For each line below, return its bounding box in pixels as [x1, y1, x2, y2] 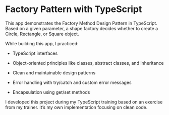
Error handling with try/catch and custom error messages [12, 79, 132, 85]
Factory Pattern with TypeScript [5, 4, 142, 15]
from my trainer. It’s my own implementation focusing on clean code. [5, 104, 148, 110]
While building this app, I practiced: [5, 40, 79, 46]
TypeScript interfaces [12, 50, 58, 56]
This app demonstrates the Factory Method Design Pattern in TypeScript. [5, 20, 157, 26]
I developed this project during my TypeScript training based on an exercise [5, 99, 163, 105]
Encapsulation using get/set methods [12, 89, 90, 95]
